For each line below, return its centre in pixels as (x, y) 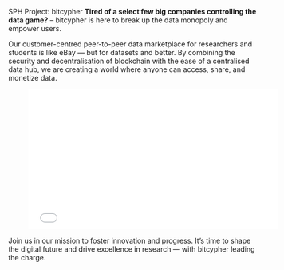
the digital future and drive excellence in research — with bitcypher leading (132, 249)
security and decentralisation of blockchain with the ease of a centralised (129, 61)
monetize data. (33, 78)
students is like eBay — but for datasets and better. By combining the (122, 52)
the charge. (27, 258)
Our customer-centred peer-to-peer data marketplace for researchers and (130, 44)
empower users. (35, 28)
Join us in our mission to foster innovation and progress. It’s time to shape (130, 240)
